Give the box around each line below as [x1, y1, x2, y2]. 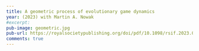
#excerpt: [6, 19, 31, 25]
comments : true [6, 36, 44, 42]
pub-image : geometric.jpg [6, 25, 70, 31]
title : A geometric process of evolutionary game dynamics [6, 8, 155, 15]
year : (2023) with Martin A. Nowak [6, 14, 94, 20]
